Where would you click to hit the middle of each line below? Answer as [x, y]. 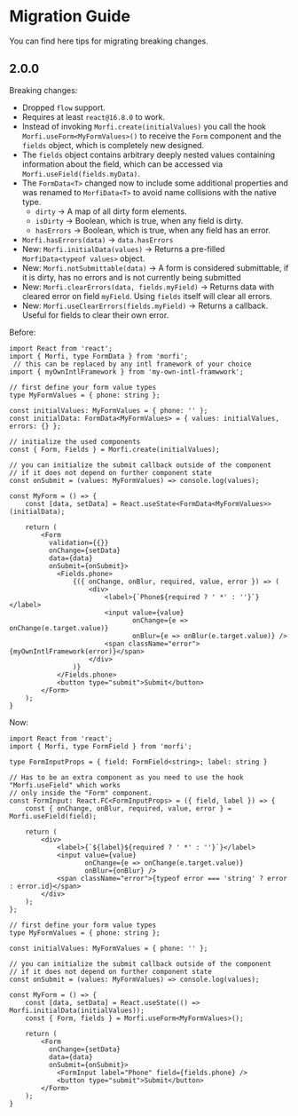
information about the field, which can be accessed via [122, 164]
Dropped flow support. [64, 107]
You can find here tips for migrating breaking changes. [109, 41]
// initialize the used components [75, 441]
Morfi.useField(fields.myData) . [81, 173]
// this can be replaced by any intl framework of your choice [132, 364]
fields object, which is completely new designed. [113, 145]
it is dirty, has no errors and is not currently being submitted [131, 277]
